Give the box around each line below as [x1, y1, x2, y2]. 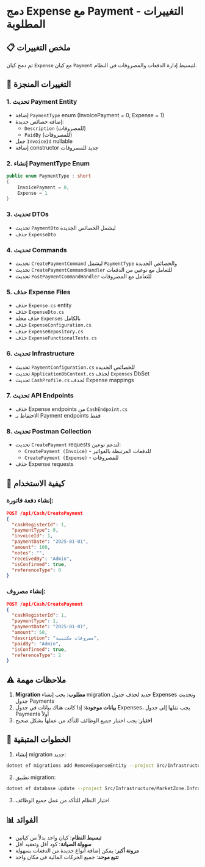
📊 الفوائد [6, 815, 38, 825]
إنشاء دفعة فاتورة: [6, 496, 54, 505]
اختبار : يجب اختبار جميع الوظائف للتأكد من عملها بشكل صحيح [15, 717, 153, 724]
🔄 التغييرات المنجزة [6, 79, 71, 90]
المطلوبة [6, 17, 46, 31]
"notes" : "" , [12, 550, 45, 556]
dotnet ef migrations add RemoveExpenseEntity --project [6, 762, 154, 769]
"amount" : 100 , [12, 545, 51, 551]
